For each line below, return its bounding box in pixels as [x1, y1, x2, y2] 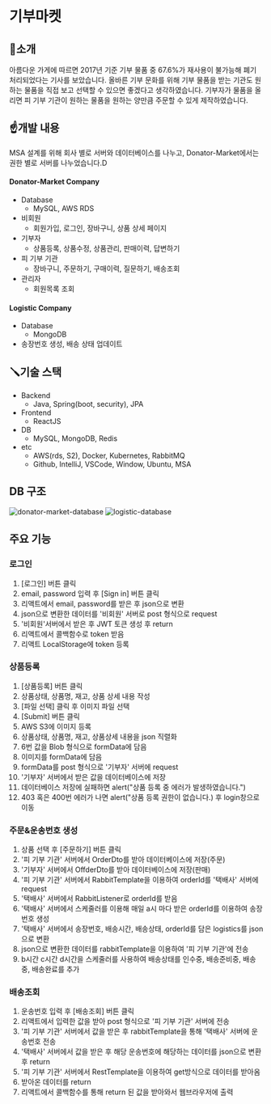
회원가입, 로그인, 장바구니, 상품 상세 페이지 [32, 223, 167, 233]
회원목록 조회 [32, 284, 75, 294]
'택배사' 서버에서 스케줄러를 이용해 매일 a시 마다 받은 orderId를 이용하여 [20, 903, 248, 914]
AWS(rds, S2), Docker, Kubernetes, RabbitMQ [32, 450, 185, 461]
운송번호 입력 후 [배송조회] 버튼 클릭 [20, 1006, 134, 1016]
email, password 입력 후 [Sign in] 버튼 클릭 [20, 588, 160, 599]
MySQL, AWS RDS [32, 204, 95, 214]
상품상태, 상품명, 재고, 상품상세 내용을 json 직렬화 [20, 731, 177, 741]
